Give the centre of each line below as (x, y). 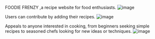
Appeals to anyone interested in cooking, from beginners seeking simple (77, 26)
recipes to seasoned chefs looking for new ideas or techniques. (69, 31)
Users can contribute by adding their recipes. (50, 17)
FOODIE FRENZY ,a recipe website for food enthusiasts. (61, 7)
